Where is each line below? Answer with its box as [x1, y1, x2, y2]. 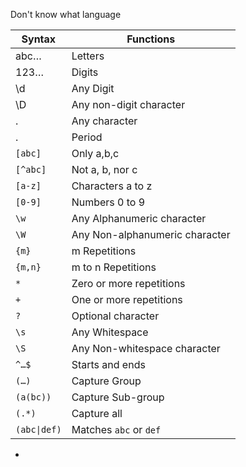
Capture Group [71, 374, 142, 388]
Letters [71, 49, 105, 63]
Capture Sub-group [71, 390, 165, 404]
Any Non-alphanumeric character [71, 228, 231, 241]
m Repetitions [71, 244, 137, 258]
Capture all [71, 407, 123, 420]
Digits [71, 65, 99, 79]
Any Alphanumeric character [71, 212, 207, 225]
